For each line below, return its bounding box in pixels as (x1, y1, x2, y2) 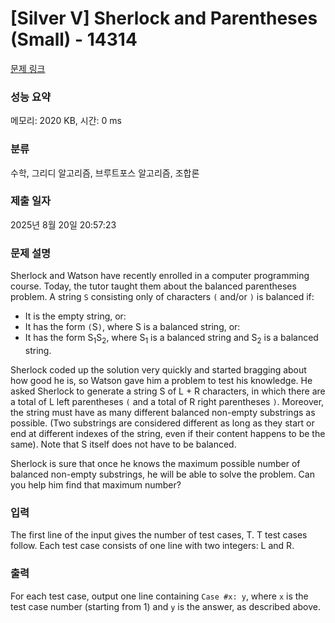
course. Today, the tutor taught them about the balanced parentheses (10, 280, 297, 292)
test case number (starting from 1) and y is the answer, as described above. (10, 600, 321, 612)
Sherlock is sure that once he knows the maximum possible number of (10, 457, 301, 469)
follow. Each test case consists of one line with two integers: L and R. (10, 540, 295, 552)
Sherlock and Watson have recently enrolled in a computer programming (10, 270, 310, 282)
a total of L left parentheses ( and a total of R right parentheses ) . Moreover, (10, 395, 325, 407)
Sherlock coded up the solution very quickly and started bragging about (10, 363, 307, 376)
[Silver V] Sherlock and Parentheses (10, 7, 318, 30)
